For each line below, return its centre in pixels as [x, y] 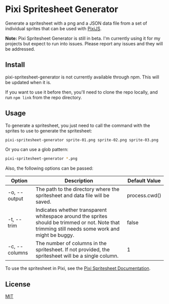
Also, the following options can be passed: [49, 168]
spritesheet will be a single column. [77, 256]
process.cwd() [144, 196]
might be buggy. [55, 235]
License [18, 284]
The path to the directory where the [77, 189]
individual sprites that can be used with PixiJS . [54, 28]
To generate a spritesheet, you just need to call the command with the [78, 125]
